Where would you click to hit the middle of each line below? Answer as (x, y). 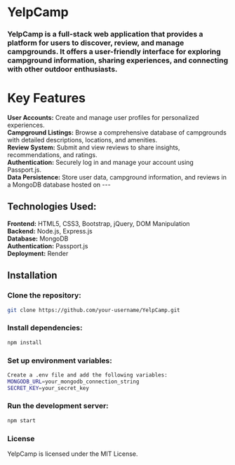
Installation (32, 275)
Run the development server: (58, 406)
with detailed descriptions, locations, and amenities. (82, 140)
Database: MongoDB (38, 238)
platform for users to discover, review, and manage (96, 43)
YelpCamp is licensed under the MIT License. (73, 454)
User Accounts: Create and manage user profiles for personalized (103, 118)
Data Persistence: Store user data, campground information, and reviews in (117, 177)
